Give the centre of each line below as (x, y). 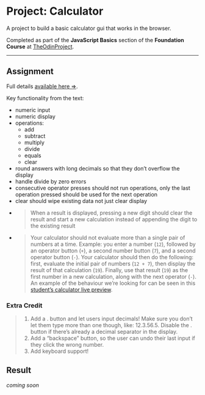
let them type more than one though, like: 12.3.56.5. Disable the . (111, 325)
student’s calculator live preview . (71, 289)
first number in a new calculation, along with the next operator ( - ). (113, 276)
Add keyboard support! (59, 351)
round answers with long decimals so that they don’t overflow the (97, 168)
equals (33, 155)
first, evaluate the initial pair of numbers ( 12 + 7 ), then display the (113, 264)
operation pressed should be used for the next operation (86, 194)
